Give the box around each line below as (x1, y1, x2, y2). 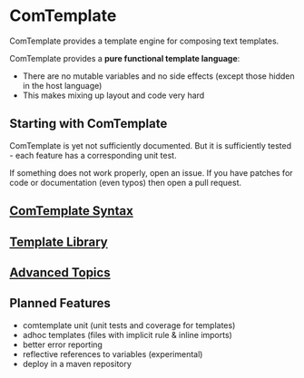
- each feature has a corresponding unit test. (9, 150, 177, 160)
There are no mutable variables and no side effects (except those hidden (22, 70, 295, 82)
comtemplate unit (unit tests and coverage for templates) (22, 319, 236, 331)
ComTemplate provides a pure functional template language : (9, 53, 240, 63)
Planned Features (9, 296, 112, 311)
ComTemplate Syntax (9, 203, 133, 218)
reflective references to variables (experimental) (22, 348, 203, 359)
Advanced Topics (9, 265, 111, 280)
